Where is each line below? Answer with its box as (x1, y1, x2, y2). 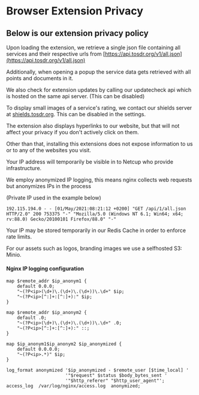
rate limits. (6, 233, 32, 240)
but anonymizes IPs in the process (6, 183, 92, 189)
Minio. (6, 251, 22, 258)
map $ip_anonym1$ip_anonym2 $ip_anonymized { (6, 341, 122, 347)
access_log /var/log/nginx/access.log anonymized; (6, 383, 141, 389)
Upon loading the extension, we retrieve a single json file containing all (6, 44, 181, 51)
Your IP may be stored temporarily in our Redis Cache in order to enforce (6, 227, 186, 234)
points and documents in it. (6, 75, 74, 82)
